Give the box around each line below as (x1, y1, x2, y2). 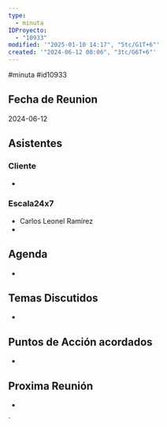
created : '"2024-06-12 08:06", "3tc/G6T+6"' (8, 48, 157, 56)
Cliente (8, 161, 37, 172)
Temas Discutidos (8, 292, 98, 304)
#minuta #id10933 (8, 70, 67, 79)
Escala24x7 (8, 198, 54, 210)
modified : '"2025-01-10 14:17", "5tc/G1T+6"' (8, 41, 160, 49)
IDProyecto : (8, 26, 47, 34)
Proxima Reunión (8, 379, 94, 392)
